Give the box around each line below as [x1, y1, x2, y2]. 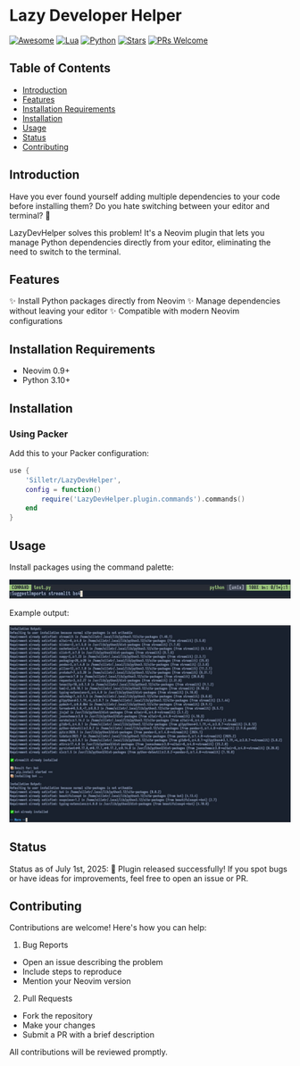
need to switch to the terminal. [9, 246, 121, 257]
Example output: [9, 608, 70, 619]
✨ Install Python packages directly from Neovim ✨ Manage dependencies [9, 296, 281, 306]
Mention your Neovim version [21, 976, 131, 987]
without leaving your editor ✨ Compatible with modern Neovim [9, 305, 239, 317]
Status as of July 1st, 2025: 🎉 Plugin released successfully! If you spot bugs [9, 863, 287, 874]
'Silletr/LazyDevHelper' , [25, 475, 122, 485]
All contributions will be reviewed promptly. [9, 1046, 168, 1058]
